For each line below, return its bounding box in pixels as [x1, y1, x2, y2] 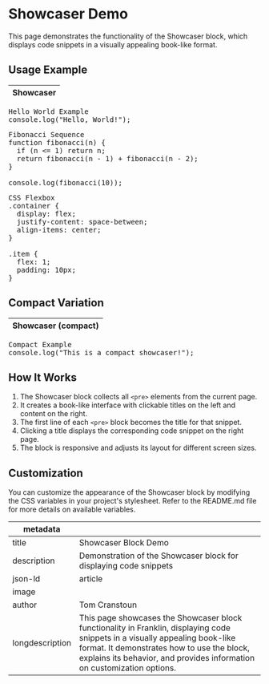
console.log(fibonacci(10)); [8, 178, 122, 187]
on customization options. [78, 662, 176, 674]
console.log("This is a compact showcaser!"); [8, 348, 195, 357]
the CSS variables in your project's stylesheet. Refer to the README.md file [8, 496, 257, 506]
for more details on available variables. [8, 504, 136, 514]
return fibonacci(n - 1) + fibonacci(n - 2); [16, 154, 199, 163]
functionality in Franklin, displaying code [78, 622, 231, 633]
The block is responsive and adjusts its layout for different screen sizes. [19, 443, 257, 453]
